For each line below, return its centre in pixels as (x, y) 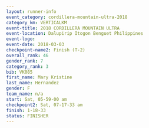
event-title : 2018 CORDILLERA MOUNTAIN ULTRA (63, 28)
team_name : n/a (25, 94)
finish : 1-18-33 (26, 110)
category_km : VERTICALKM (37, 22)
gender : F (18, 88)
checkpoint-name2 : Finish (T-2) (46, 50)
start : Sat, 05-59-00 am (37, 99)
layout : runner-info (32, 12)
